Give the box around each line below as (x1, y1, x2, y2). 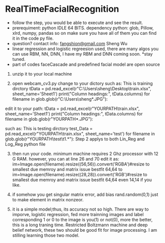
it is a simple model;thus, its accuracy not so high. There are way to (12, 206, 149, 212)
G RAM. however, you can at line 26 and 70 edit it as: (12, 156, 119, 162)
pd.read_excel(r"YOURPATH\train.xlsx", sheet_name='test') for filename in (5, 131, 155, 136)
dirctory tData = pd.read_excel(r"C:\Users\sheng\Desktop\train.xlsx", (12, 85, 151, 91)
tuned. (12, 56, 26, 62)
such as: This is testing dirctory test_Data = (5, 125, 93, 131)
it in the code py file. (12, 35, 54, 41)
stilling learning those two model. (12, 232, 80, 238)
